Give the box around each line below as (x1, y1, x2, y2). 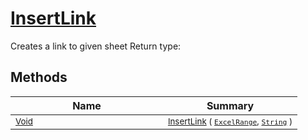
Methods (10, 69, 68, 86)
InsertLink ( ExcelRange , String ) (167, 115, 293, 127)
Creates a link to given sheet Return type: (10, 40, 182, 52)
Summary (206, 98, 255, 112)
